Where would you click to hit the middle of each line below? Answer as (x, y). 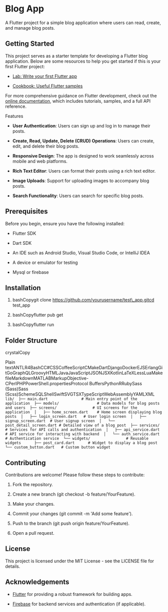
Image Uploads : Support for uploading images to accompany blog (81, 181)
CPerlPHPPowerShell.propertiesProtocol (47, 384)
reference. (16, 106)
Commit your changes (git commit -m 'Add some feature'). (72, 514)
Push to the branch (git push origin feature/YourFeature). (71, 523)
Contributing (25, 463)
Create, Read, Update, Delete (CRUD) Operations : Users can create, (83, 140)
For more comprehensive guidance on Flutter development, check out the (81, 95)
